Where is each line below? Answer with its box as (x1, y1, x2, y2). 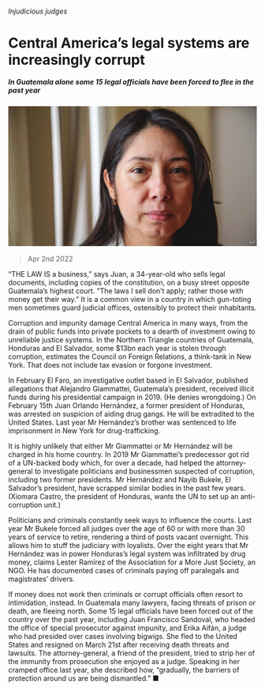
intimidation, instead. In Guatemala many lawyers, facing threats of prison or (8, 598, 256, 608)
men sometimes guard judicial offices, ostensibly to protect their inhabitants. (8, 303, 257, 312)
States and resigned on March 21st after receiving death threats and (8, 640, 230, 650)
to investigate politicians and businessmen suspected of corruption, (34, 466, 255, 476)
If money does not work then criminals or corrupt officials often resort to (8, 590, 243, 599)
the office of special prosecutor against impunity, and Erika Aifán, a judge (8, 623, 247, 632)
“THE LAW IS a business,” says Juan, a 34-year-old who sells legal (8, 270, 226, 279)
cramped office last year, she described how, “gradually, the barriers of (8, 665, 240, 675)
